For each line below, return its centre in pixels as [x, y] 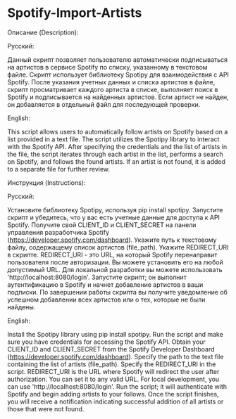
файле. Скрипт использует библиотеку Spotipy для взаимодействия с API [118, 75]
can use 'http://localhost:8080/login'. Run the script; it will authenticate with [117, 386]
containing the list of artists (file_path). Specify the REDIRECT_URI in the [112, 364]
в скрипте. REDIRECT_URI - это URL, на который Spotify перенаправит [112, 254]
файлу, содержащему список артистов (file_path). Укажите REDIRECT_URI [118, 247]
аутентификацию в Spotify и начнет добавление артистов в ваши [105, 284]
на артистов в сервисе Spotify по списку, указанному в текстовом [107, 67]
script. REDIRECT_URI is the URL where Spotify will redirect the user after [113, 371]
